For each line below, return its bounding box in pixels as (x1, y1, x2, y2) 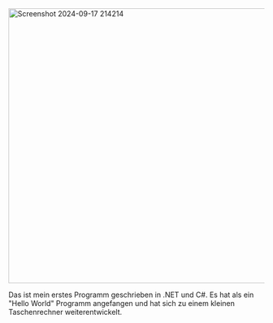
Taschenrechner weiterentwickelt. (8, 308, 123, 317)
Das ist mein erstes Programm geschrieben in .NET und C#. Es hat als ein (8, 290, 254, 299)
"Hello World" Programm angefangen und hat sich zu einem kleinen (8, 299, 236, 308)
